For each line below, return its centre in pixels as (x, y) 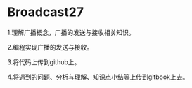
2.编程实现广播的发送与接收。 (50, 47)
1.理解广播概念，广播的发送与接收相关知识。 (71, 32)
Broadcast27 (46, 12)
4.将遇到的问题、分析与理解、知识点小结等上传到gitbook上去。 (98, 77)
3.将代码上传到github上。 (44, 62)
